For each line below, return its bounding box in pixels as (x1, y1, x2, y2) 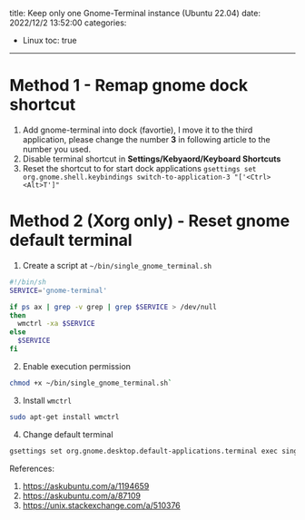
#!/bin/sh (9, 277, 47, 287)
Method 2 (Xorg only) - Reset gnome (9, 211, 290, 231)
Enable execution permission (22, 360, 132, 371)
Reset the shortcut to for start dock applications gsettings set (22, 162, 257, 173)
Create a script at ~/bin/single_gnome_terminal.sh (22, 260, 212, 270)
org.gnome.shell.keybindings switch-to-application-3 (22, 172, 231, 182)
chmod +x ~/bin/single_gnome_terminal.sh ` (9, 378, 172, 388)
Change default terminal (22, 428, 113, 439)
